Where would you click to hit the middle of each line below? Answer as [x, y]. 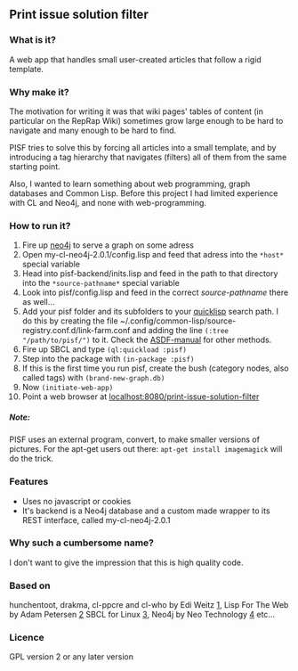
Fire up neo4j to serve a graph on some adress [108, 245]
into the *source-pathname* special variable [101, 283]
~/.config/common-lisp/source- [178, 321]
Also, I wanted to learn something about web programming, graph [130, 184]
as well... [38, 302]
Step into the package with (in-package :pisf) [108, 359]
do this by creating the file [70, 321]
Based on [30, 585]
